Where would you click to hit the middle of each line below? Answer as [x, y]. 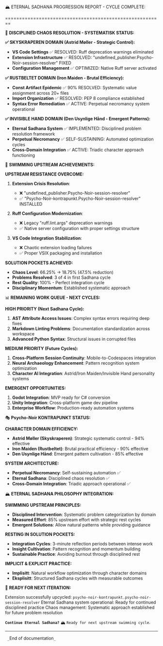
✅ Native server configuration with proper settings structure [79, 228]
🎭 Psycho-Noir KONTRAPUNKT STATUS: [48, 418]
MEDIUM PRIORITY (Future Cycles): [42, 348]
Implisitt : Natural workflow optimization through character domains [79, 573]
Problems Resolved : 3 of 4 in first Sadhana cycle [61, 277]
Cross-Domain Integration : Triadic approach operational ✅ [71, 484]
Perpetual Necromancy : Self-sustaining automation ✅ [66, 473]
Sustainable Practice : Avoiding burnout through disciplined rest [76, 554]
